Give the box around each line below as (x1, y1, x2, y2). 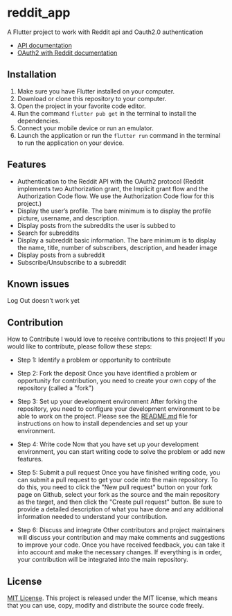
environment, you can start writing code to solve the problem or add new (17, 448, 226, 456)
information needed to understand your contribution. (17, 513, 168, 521)
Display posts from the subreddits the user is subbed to (17, 221, 176, 229)
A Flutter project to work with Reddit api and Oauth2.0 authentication (7, 28, 204, 36)
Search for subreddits (17, 229, 80, 237)
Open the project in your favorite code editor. (17, 102, 146, 110)
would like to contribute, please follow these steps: (7, 342, 152, 351)
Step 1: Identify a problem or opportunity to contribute (17, 355, 171, 364)
